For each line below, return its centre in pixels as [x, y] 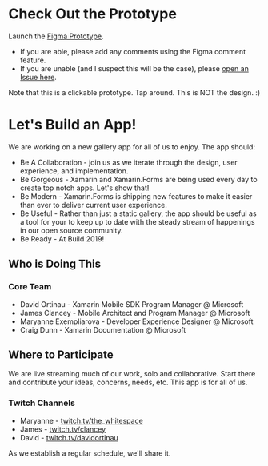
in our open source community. [71, 230]
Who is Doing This [55, 264]
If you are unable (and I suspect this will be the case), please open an [134, 68]
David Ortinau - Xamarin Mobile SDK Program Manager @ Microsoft [132, 304]
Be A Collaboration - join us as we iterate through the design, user [128, 162]
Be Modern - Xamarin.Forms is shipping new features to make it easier [136, 196]
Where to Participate [61, 354]
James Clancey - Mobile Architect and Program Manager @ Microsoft [135, 313]
